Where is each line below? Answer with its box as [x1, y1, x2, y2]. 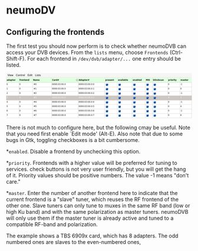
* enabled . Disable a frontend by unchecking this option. [6, 148, 141, 155]
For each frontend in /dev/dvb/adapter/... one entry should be [27, 55, 181, 62]
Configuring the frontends [6, 27, 105, 37]
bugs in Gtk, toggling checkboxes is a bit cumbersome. [6, 137, 140, 144]
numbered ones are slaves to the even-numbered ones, [6, 239, 141, 246]
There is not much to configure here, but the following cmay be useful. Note [6, 124, 190, 131]
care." [6, 178, 21, 186]
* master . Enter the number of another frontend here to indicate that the [6, 190, 178, 197]
